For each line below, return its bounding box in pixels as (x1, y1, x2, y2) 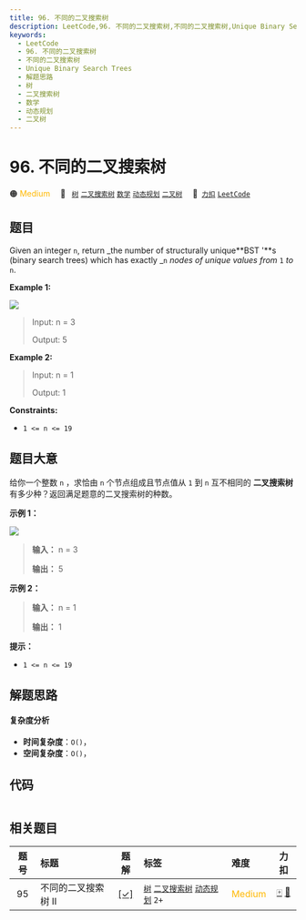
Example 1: (9, 281, 52, 292)
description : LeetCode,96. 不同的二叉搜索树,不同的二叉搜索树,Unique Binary (9, 22, 285, 31)
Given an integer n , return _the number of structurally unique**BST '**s (9, 245, 277, 256)
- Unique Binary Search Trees (17, 65, 132, 74)
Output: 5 (31, 334, 68, 345)
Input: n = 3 (31, 316, 76, 328)
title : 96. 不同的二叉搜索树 (9, 13, 109, 23)
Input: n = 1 (31, 369, 75, 380)
